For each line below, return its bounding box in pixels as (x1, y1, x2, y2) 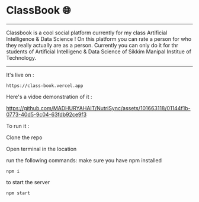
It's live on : (6, 71, 34, 78)
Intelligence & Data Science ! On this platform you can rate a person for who (6, 35, 191, 42)
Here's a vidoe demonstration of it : (6, 93, 93, 100)
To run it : (6, 122, 30, 129)
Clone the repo (6, 134, 43, 141)
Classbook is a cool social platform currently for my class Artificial (6, 29, 168, 36)
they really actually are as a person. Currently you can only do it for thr (6, 41, 179, 49)
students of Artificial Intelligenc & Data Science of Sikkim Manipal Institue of (6, 48, 191, 55)
